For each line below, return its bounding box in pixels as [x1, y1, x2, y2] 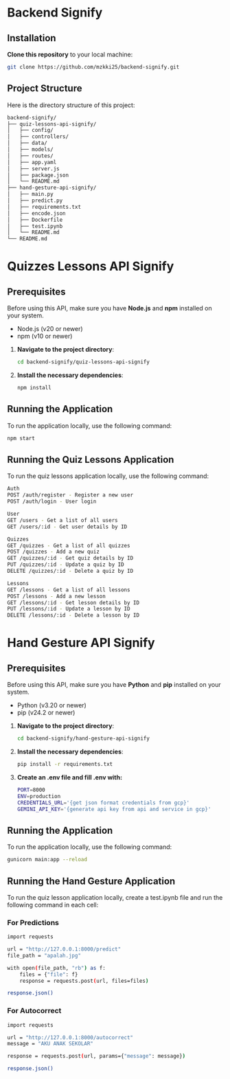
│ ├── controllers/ [7, 133, 69, 140]
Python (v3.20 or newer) [16, 701, 87, 709]
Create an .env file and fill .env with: [16, 773, 122, 781]
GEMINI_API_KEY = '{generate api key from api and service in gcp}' [16, 806, 211, 813]
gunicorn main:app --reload [7, 856, 88, 863]
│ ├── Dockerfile [7, 216, 63, 223]
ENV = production [16, 793, 61, 799]
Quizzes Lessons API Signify [7, 259, 174, 274]
